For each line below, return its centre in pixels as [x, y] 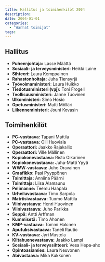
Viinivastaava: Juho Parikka [40, 209]
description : [18, 14]
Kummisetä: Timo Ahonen [38, 219]
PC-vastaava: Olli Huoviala [39, 142]
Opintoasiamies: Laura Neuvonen [46, 250]
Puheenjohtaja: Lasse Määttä [41, 63]
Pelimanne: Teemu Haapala [39, 188]
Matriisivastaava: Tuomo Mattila [45, 198]
